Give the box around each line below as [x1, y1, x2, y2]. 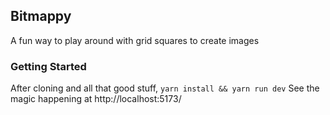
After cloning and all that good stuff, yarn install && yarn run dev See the [10, 82, 320, 94]
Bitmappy [10, 8, 72, 25]
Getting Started [10, 59, 87, 73]
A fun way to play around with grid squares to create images [10, 34, 260, 46]
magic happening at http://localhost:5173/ [10, 93, 182, 105]
